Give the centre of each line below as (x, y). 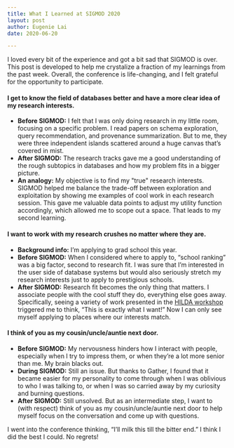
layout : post (26, 20)
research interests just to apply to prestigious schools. (96, 279)
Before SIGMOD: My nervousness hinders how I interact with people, (117, 348)
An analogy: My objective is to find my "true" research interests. (111, 180)
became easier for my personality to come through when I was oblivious (122, 378)
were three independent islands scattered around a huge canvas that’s (119, 143)
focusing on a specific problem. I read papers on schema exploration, (118, 129)
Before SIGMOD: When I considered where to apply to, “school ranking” (122, 257)
